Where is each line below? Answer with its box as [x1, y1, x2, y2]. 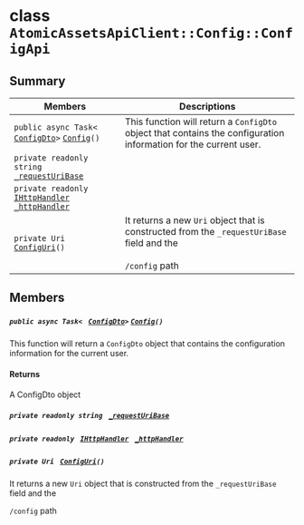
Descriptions [179, 101, 236, 112]
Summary [9, 73, 66, 89]
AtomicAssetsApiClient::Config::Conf [9, 24, 294, 42]
